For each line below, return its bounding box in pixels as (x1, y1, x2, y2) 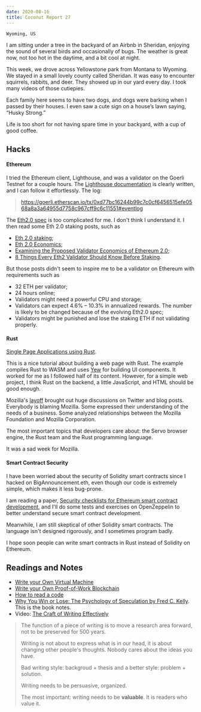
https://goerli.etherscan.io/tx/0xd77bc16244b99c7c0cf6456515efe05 (20, 199, 193, 206)
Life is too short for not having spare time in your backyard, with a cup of (6, 120, 186, 127)
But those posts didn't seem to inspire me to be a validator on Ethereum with (6, 265, 195, 272)
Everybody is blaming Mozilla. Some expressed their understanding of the (6, 403, 188, 410)
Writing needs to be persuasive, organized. (20, 682, 127, 689)
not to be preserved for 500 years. (20, 628, 106, 635)
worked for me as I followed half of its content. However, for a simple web (6, 372, 188, 380)
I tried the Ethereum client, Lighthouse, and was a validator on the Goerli (6, 174, 184, 181)
